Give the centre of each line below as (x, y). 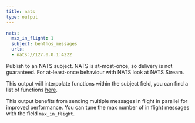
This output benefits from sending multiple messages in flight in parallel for (97, 101)
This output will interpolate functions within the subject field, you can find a (97, 83)
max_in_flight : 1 (33, 39)
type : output (22, 17)
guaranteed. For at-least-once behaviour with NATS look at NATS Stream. (95, 72)
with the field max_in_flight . (41, 113)
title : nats (21, 11)
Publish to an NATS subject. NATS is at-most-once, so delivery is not (89, 66)
